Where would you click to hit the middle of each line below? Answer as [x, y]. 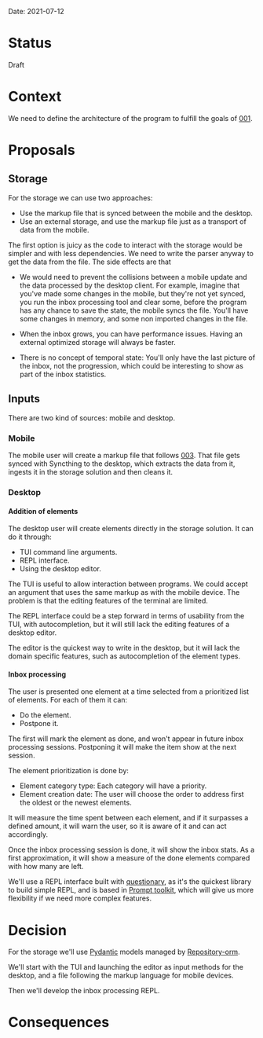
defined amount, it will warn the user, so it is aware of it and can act [117, 826]
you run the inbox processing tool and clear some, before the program [133, 302]
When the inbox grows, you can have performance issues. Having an [131, 334]
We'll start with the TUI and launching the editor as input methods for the [126, 967]
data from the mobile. [54, 229]
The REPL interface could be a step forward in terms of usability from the [126, 616]
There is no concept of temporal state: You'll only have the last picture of [137, 358]
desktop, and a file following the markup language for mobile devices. [121, 976]
